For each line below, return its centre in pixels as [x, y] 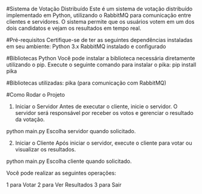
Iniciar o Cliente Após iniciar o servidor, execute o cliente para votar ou [103, 143]
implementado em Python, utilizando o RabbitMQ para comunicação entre [99, 15]
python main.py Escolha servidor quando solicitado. [71, 131]
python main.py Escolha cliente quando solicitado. [69, 161]
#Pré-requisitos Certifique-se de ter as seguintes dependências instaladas [99, 40]
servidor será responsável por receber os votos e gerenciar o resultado [104, 113]
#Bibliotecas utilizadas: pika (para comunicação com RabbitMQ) [86, 83]
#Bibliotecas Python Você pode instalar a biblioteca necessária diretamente [101, 58]
